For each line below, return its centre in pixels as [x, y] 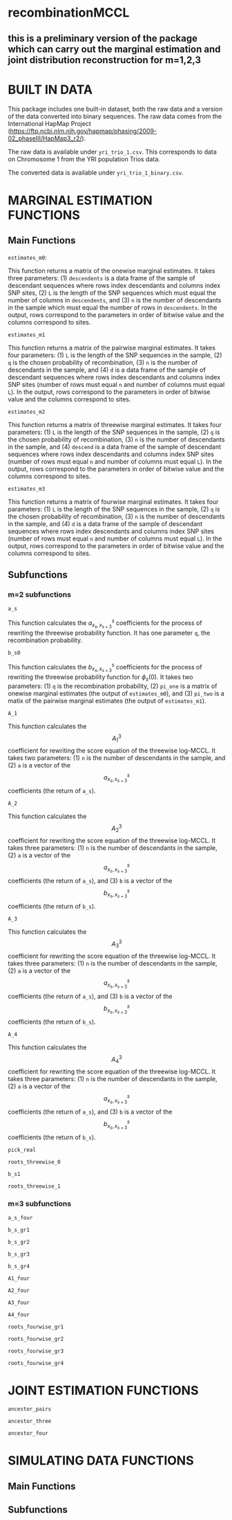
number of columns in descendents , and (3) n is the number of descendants [115, 300]
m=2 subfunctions [40, 595]
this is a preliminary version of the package [103, 38]
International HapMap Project [50, 123]
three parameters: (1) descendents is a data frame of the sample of [101, 278]
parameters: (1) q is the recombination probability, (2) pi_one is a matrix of [113, 686]
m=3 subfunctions [40, 1204]
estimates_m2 [27, 412]
